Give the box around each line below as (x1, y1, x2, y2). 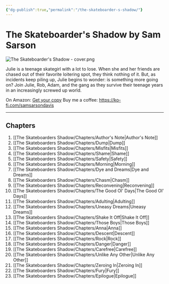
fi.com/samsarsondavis (6, 102, 54, 108)
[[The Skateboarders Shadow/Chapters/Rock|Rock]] (13, 236, 122, 242)
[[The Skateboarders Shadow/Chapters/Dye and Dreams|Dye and (13, 166, 149, 173)
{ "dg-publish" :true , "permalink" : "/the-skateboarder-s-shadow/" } (6, 7, 143, 13)
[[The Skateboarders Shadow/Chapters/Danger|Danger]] (13, 241, 131, 247)
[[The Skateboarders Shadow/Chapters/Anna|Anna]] (13, 225, 122, 231)
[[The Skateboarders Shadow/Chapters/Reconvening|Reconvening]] (13, 182, 154, 188)
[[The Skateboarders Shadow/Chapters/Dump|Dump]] (13, 140, 125, 146)
